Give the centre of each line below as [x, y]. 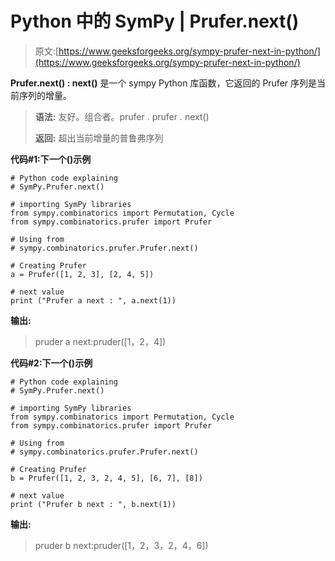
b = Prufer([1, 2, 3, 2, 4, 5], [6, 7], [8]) [106, 478]
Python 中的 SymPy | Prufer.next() [155, 21]
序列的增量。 [45, 95]
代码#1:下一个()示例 [51, 159]
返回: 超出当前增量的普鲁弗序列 [99, 138]
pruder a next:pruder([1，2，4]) [100, 341]
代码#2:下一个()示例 [51, 363]
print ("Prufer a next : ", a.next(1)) [93, 300]
